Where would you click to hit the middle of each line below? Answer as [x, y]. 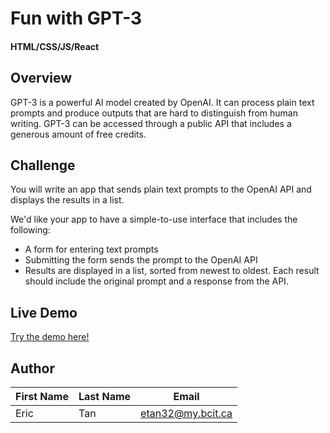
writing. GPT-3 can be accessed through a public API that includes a [151, 123]
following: [30, 230]
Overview [41, 78]
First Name [42, 397]
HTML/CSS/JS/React [55, 46]
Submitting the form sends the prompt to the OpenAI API [141, 260]
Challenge [43, 165]
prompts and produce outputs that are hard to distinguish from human [154, 113]
